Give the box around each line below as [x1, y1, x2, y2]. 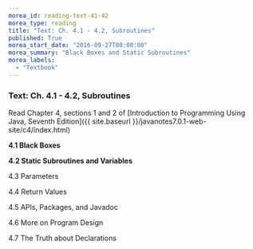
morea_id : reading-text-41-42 [8, 11, 109, 20]
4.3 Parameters [8, 172, 59, 181]
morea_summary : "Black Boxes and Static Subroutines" [8, 49, 192, 57]
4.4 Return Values [8, 187, 68, 196]
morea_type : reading [8, 19, 77, 27]
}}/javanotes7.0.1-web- [132, 117, 207, 126]
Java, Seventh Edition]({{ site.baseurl [8, 117, 131, 126]
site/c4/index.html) [8, 125, 70, 135]
